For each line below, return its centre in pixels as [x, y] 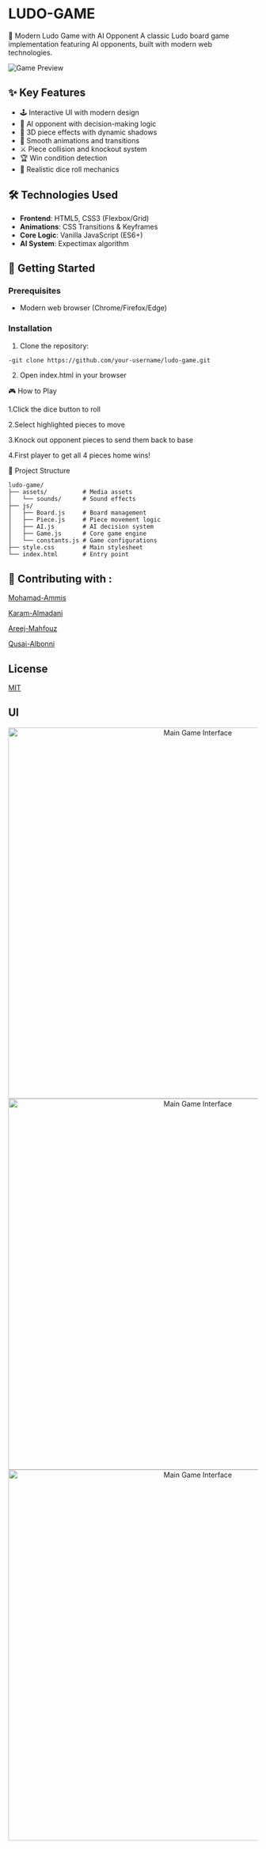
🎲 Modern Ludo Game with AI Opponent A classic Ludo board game [119, 36]
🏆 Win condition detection [63, 158]
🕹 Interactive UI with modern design [80, 112]
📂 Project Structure [39, 471]
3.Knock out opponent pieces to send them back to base [101, 440]
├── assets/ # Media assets [70, 492]
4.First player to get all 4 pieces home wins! [79, 455]
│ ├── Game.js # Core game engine [78, 534]
